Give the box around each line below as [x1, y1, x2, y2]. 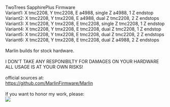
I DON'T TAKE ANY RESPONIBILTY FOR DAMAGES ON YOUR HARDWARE [5, 59, 159, 64]
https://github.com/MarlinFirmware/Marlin [5, 80, 93, 86]
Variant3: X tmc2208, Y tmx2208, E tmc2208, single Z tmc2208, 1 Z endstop [5, 20, 165, 26]
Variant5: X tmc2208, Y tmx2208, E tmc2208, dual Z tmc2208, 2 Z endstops [5, 32, 164, 37]
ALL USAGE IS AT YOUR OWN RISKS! [5, 64, 84, 70]
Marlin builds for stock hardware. [5, 48, 75, 53]
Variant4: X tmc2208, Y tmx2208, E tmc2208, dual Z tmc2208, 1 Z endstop [5, 26, 161, 32]
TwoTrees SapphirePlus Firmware [5, 5, 76, 10]
